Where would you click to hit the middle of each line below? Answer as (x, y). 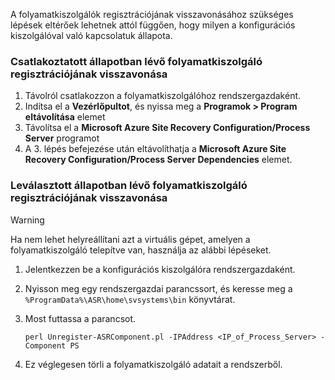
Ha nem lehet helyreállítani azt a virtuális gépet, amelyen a (130, 239)
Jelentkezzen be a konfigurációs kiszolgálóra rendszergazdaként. (160, 269)
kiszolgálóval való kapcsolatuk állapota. (91, 35)
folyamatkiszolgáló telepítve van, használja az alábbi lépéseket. (141, 250)
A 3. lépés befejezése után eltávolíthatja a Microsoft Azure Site (155, 149)
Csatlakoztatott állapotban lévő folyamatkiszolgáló (136, 61)
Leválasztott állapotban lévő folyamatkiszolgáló (129, 186)
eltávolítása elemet (65, 117)
